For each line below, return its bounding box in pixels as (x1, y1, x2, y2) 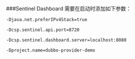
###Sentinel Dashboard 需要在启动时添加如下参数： (6, 5, 131, 12)
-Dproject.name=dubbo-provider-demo (6, 47, 95, 53)
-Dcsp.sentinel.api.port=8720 (6, 27, 80, 33)
